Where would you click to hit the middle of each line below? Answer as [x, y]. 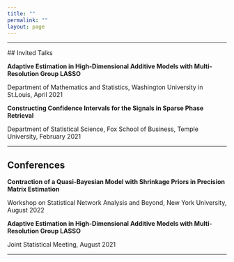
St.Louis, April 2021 [35, 95]
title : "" [22, 14]
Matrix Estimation [33, 190]
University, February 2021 [44, 137]
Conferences [36, 165]
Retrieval [21, 116]
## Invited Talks [30, 53]
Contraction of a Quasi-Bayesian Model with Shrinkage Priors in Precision [116, 182]
